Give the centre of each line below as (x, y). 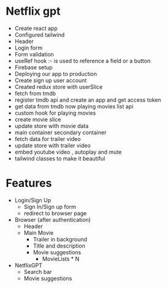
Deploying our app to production (56, 74)
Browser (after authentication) (52, 219)
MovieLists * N (61, 259)
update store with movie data (52, 126)
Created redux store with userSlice (59, 86)
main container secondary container (60, 132)
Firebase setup (33, 67)
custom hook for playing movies (55, 113)
